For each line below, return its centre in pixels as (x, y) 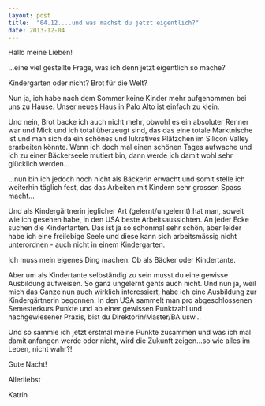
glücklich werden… (39, 164)
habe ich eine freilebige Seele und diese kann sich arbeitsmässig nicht (123, 237)
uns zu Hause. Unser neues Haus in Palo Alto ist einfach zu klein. (114, 106)
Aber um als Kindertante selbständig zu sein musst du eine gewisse (118, 275)
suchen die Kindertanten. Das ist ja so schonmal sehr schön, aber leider (125, 228)
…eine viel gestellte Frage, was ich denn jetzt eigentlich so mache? (117, 68)
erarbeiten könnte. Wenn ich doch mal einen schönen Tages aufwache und (130, 147)
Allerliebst (24, 380)
